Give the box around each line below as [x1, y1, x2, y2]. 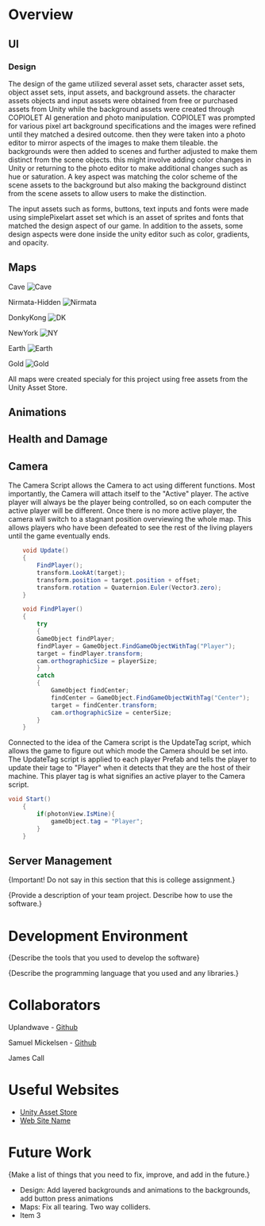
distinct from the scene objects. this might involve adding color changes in [8, 155, 252, 164]
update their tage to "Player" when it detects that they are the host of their [8, 763, 252, 773]
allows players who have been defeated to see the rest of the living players [8, 522, 253, 533]
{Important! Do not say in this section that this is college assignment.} [8, 875, 236, 885]
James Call [8, 1054, 45, 1063]
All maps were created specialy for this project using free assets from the [8, 374, 248, 384]
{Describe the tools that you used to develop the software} [8, 953, 200, 962]
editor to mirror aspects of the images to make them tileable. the [8, 137, 218, 148]
